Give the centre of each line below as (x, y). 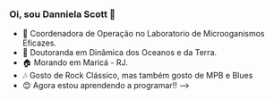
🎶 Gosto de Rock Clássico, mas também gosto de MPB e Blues (137, 76)
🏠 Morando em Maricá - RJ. (75, 62)
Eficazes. (39, 43)
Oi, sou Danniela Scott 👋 (63, 14)
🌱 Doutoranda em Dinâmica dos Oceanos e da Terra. (120, 53)
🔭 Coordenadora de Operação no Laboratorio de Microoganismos (143, 34)
